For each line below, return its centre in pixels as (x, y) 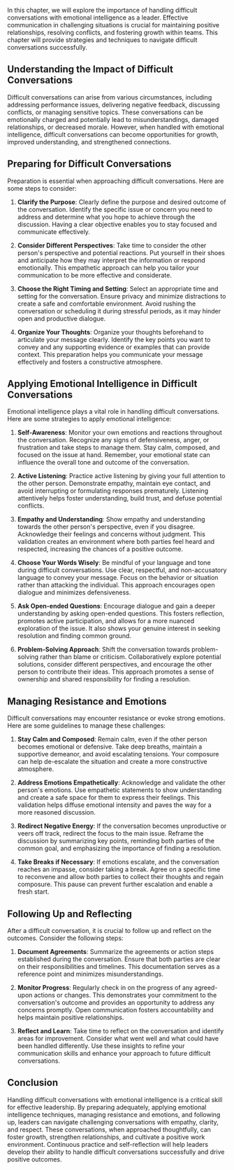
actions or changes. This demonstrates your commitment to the (125, 995)
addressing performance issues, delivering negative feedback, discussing (114, 104)
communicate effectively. (54, 231)
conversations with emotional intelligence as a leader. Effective (98, 18)
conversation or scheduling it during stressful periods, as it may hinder (119, 311)
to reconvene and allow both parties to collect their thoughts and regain (120, 877)
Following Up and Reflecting (70, 914)
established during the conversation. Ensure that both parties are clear (119, 959)
